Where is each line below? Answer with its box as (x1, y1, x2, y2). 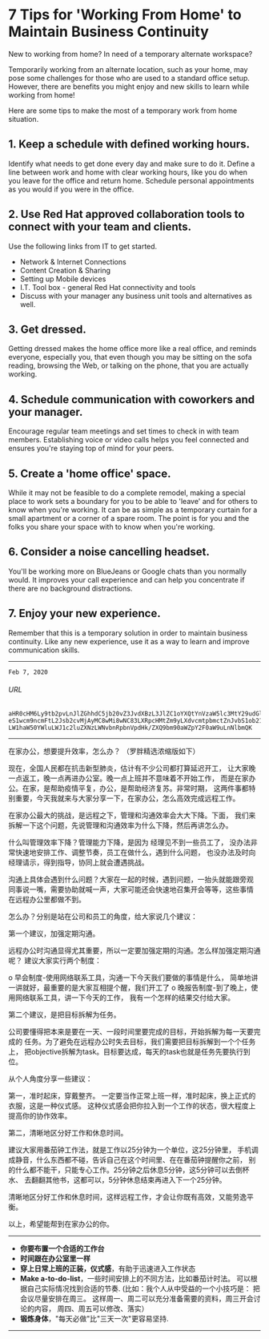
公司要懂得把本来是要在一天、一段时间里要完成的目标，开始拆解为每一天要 (8, 1026, 254, 1036)
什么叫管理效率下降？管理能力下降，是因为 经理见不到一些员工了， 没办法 (8, 837, 251, 847)
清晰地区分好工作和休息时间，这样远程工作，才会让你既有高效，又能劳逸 (8, 1192, 247, 1201)
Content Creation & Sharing (19, 265, 110, 275)
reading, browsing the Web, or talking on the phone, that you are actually (8, 361, 249, 370)
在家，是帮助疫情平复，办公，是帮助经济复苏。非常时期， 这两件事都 (22, 783, 249, 793)
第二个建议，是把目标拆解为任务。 (8, 1010, 121, 1019)
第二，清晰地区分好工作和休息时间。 (8, 1127, 128, 1137)
